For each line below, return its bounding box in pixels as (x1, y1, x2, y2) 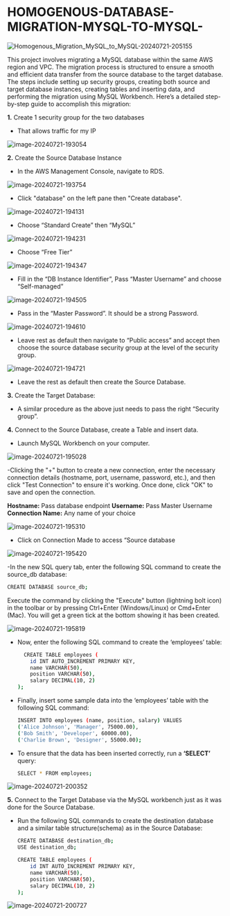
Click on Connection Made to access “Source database (17, 536, 175, 544)
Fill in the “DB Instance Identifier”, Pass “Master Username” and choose (17, 275, 222, 283)
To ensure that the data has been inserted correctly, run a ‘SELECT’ (17, 749, 211, 758)
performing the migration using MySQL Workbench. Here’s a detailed (7, 92, 204, 101)
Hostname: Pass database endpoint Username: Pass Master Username (7, 501, 213, 509)
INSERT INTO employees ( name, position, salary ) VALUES (17, 717, 182, 724)
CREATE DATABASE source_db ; (7, 583, 89, 591)
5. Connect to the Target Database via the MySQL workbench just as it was (7, 796, 222, 804)
